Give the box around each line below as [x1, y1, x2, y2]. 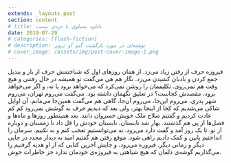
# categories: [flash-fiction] [8, 36, 98, 43]
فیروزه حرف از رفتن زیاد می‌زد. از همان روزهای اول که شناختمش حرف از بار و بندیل [8, 67, 223, 76]
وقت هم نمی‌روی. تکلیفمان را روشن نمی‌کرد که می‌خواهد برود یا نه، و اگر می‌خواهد [8, 82, 218, 90]
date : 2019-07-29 [8, 29, 58, 36]
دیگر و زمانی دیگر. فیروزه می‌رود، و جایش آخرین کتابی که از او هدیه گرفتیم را [8, 140, 205, 149]
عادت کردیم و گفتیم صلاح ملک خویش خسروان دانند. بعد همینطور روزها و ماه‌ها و [8, 111, 212, 119]
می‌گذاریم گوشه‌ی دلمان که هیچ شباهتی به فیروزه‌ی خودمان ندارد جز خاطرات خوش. [8, 147, 222, 155]
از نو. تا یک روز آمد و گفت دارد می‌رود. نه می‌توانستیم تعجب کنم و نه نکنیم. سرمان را [8, 125, 222, 134]
